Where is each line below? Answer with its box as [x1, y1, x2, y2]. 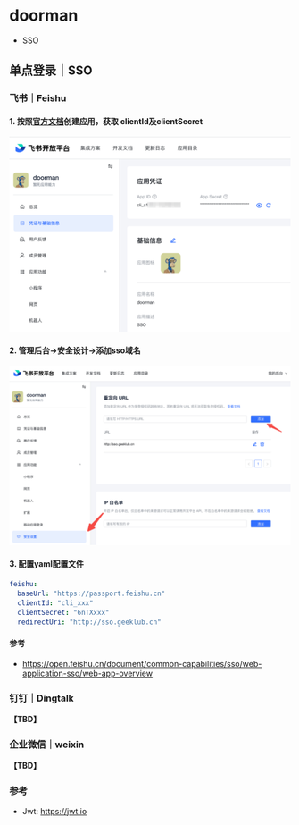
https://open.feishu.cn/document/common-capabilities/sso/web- [21, 658, 262, 669]
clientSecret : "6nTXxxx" [17, 608, 110, 617]
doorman [9, 5, 79, 26]
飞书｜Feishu [9, 92, 67, 105]
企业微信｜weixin [9, 738, 85, 751]
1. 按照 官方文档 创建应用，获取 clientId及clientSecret [9, 115, 203, 126]
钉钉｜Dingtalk [9, 692, 74, 704]
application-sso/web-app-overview [21, 668, 154, 678]
